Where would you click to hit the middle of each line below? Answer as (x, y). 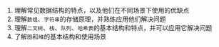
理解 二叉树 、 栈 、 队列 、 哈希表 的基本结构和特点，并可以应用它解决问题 (113, 28)
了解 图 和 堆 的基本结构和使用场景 (60, 36)
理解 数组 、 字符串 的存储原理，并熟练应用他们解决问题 (90, 19)
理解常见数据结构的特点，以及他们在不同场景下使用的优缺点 (102, 10)
